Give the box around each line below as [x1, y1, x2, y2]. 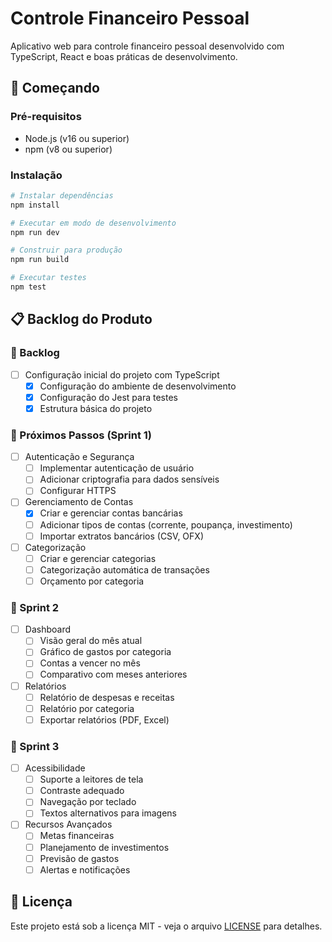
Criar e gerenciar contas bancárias [39, 507, 183, 519]
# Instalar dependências [10, 190, 114, 201]
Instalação [10, 168, 63, 182]
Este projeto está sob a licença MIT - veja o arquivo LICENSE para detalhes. [10, 920, 323, 932]
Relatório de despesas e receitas [39, 691, 175, 703]
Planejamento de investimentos [39, 841, 170, 853]
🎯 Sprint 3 [10, 739, 60, 753]
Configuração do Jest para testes [39, 391, 178, 403]
